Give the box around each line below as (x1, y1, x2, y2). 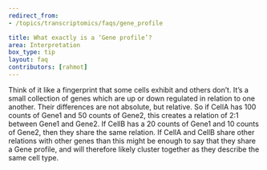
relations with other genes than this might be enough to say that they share (8, 136, 257, 145)
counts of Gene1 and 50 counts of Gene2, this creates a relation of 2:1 (8, 110, 239, 120)
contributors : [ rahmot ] (8, 63, 88, 72)
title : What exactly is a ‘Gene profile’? (8, 34, 152, 42)
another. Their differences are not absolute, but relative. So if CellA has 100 (8, 101, 257, 112)
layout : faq (8, 56, 48, 64)
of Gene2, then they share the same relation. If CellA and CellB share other (8, 127, 255, 136)
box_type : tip (8, 49, 56, 57)
